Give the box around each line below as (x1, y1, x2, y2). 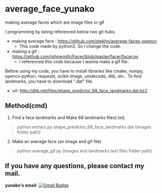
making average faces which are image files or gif (5, 19, 105, 25)
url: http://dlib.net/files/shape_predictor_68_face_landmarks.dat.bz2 (12, 88, 147, 93)
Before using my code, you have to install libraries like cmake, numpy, (5, 68, 144, 74)
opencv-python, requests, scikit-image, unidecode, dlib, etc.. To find (5, 73, 142, 79)
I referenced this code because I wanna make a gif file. (19, 59, 129, 64)
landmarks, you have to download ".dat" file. (5, 78, 93, 84)
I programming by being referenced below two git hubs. (5, 29, 116, 34)
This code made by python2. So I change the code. (19, 43, 122, 49)
